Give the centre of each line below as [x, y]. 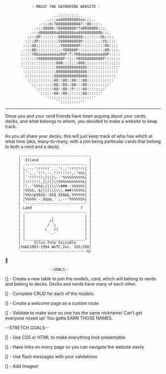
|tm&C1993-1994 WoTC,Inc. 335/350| [55, 247]
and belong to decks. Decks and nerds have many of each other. [71, 284]
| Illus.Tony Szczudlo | [55, 243]
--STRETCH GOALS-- [27, 328]
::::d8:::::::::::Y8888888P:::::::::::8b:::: [71, 46]
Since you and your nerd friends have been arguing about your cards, [76, 116]
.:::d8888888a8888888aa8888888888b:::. [70, 33]
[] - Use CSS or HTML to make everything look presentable [65, 337]
